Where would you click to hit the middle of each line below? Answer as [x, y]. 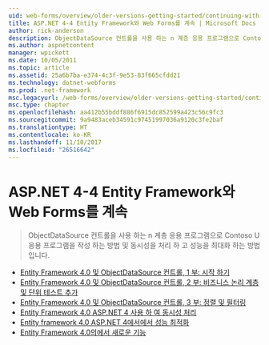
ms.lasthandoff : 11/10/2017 [55, 142]
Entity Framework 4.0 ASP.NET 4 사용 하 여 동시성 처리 [108, 312]
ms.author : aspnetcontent [51, 46]
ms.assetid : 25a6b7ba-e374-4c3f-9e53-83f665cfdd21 [94, 75]
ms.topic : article [39, 68]
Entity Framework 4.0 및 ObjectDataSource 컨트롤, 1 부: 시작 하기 [125, 272]
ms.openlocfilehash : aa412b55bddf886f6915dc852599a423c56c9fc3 [116, 113]
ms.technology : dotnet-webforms [62, 82]
